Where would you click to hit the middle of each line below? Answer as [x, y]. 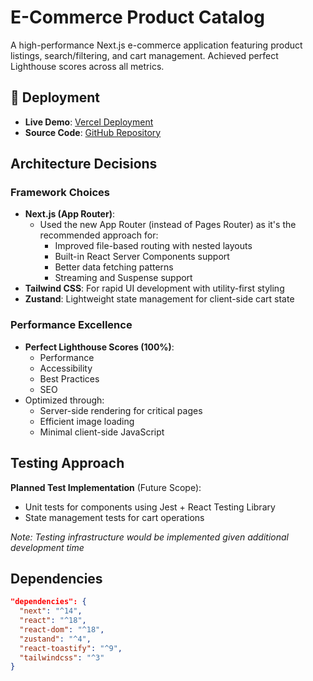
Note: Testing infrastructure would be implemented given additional [149, 537]
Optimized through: [64, 400]
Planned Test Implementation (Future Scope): [106, 487]
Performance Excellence [71, 325]
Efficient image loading [87, 421]
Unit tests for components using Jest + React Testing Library [150, 507]
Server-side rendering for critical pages [121, 410]
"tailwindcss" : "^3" [62, 657]
